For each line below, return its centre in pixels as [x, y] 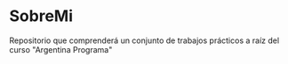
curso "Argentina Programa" [61, 49]
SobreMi [41, 16]
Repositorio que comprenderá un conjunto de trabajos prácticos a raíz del [144, 40]
